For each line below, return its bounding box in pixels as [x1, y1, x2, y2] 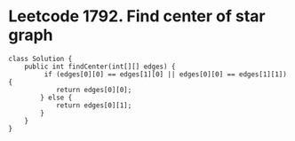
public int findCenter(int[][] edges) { [24, 62, 176, 71]
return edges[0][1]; [55, 100, 132, 110]
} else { [40, 93, 73, 102]
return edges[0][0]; [55, 85, 132, 94]
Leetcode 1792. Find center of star [8, 6, 266, 27]
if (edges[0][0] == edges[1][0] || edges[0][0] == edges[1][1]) [44, 69, 288, 79]
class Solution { [8, 54, 73, 63]
